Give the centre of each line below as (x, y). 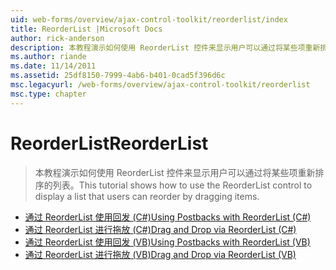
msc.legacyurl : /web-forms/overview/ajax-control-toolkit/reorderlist (160, 85)
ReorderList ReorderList (109, 143)
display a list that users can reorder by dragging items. (147, 196)
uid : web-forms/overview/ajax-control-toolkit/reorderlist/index (149, 19)
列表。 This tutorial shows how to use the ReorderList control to (182, 185)
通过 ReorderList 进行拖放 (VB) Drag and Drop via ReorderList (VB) (160, 254)
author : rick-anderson (57, 38)
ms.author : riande (48, 57)
